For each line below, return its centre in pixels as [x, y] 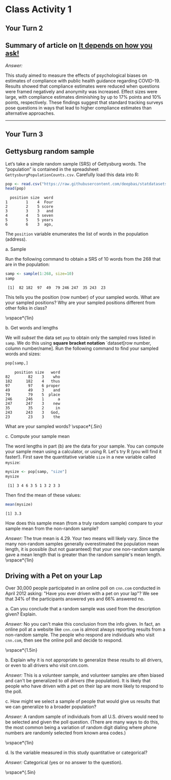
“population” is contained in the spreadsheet [52, 169]
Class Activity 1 [38, 9]
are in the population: [27, 264]
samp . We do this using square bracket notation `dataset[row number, [78, 343]
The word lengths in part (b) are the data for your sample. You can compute [84, 446]
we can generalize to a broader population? [51, 707]
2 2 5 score [29, 207]
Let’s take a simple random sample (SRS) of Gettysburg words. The [76, 163]
